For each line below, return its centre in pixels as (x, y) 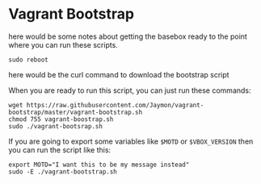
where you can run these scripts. (63, 44)
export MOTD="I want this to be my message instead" (99, 165)
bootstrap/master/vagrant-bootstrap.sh (76, 112)
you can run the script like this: (60, 149)
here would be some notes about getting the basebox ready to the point (128, 36)
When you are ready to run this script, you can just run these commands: (130, 90)
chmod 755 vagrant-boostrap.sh (61, 119)
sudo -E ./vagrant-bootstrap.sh (63, 171)
